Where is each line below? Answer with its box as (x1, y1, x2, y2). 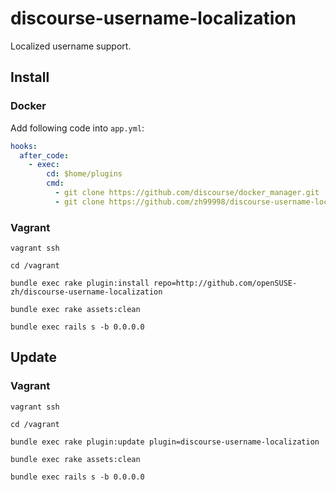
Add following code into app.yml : (10, 122, 145, 134)
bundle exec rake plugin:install (10, 278, 150, 289)
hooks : (10, 141, 38, 151)
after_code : (19, 150, 70, 161)
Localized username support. (10, 40, 132, 52)
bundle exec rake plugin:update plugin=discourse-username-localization (10, 437, 320, 447)
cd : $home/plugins (46, 169, 123, 179)
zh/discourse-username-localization (10, 287, 163, 297)
